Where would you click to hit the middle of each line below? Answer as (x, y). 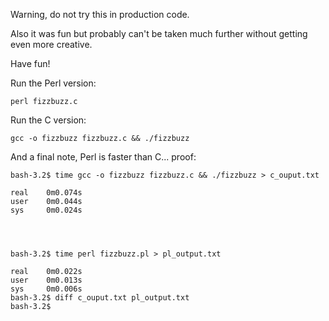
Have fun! (30, 63)
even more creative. (51, 44)
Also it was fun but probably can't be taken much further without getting (159, 33)
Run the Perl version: (53, 83)
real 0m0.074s (46, 193)
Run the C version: (48, 120)
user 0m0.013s (46, 280)
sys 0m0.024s (46, 210)
